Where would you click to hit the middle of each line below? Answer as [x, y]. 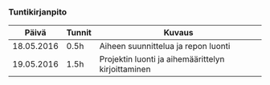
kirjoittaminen [125, 69]
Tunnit [79, 33]
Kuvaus [178, 33]
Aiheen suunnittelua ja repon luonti [165, 47]
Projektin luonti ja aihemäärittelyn [162, 59]
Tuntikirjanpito [38, 12]
